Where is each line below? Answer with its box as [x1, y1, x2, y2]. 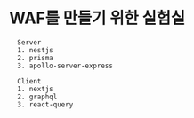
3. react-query [17, 99, 74, 109]
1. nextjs [17, 84, 53, 93]
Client [17, 76, 42, 85]
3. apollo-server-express [17, 61, 114, 70]
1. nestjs [17, 45, 53, 54]
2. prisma [17, 53, 53, 62]
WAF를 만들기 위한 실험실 [9, 8, 186, 28]
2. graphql [17, 92, 58, 101]
